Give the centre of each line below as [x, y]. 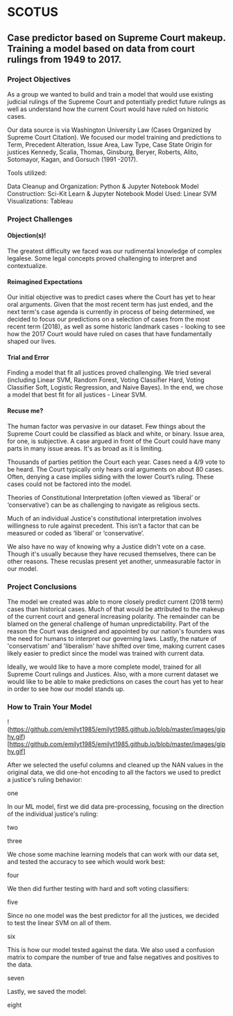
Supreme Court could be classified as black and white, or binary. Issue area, [116, 433]
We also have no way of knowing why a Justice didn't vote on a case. [106, 547]
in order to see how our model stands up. [66, 689]
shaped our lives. [32, 342]
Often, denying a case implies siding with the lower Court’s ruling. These [111, 476]
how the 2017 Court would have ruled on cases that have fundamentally [110, 334]
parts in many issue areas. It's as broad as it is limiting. [85, 448]
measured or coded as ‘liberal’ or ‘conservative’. [76, 533]
